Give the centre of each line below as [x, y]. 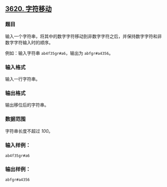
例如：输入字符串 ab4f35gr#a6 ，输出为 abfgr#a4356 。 [59, 53]
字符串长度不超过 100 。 [29, 131]
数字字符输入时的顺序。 [29, 42]
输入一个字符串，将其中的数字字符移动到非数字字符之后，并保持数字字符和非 [83, 36]
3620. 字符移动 [29, 9]
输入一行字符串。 [23, 79]
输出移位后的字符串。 [27, 105]
